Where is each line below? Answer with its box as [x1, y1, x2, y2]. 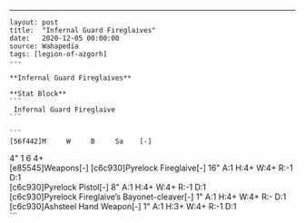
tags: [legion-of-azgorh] [9, 50, 107, 59]
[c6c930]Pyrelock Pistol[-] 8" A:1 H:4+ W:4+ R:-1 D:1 [9, 182, 207, 192]
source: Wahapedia [9, 42, 79, 51]
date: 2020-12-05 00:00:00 [9, 34, 120, 43]
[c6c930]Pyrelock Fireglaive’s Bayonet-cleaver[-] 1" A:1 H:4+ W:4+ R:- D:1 [9, 191, 287, 202]
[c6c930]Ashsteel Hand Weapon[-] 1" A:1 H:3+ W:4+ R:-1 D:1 [9, 201, 237, 211]
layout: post [9, 18, 59, 27]
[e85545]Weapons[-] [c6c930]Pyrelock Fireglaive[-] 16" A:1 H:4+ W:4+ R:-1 [9, 162, 293, 173]
